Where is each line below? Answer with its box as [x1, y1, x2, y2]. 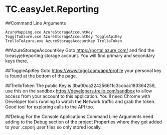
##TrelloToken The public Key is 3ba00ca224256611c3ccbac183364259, [5, 82, 156, 88]
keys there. [5, 57, 29, 63]
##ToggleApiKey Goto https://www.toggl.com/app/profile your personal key [5, 67, 162, 73]
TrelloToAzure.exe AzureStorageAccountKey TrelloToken [5, 38, 122, 43]
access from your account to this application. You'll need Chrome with [5, 93, 150, 99]
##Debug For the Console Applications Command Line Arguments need [5, 113, 154, 119]
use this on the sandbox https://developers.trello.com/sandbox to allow [5, 87, 152, 93]
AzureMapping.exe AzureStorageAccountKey [5, 29, 93, 34]
